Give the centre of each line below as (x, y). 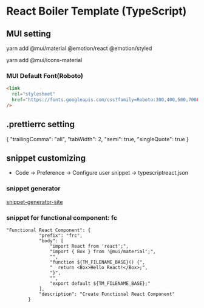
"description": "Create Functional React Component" (107, 294)
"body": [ (51, 241)
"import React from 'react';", (89, 247)
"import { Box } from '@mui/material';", (103, 252)
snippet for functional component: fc (62, 217)
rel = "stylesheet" (34, 94)
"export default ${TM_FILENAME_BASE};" (100, 284)
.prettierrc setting (40, 124)
